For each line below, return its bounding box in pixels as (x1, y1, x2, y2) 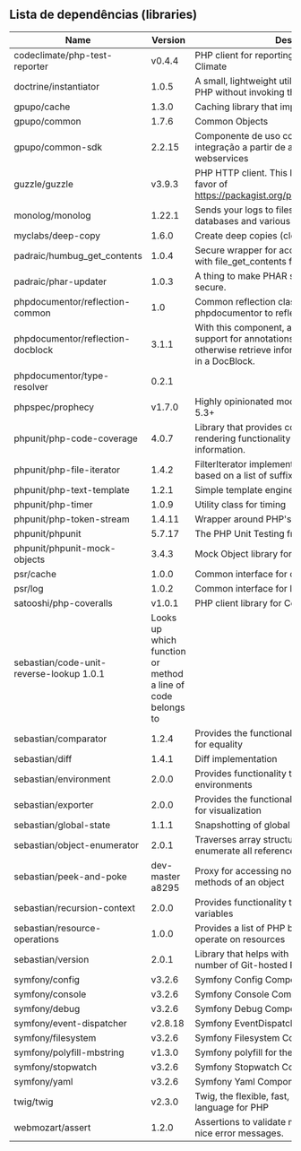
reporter (13, 60, 49, 73)
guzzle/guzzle (13, 177, 74, 190)
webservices (194, 151, 249, 164)
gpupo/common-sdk (13, 141, 103, 153)
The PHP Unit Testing (194, 527, 285, 540)
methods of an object (194, 876, 285, 888)
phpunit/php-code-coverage (13, 432, 139, 445)
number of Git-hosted (194, 958, 288, 971)
